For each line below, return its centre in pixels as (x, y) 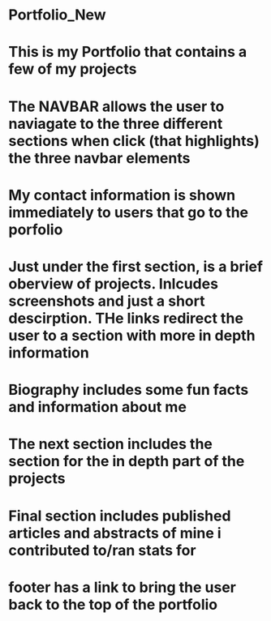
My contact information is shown (122, 195)
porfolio (36, 229)
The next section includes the (111, 444)
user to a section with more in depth (132, 335)
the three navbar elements (99, 158)
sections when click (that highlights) (134, 141)
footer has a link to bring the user (123, 587)
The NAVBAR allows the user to (116, 106)
